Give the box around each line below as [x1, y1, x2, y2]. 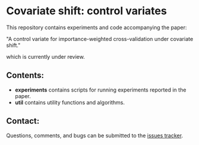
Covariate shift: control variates [6, 4, 167, 18]
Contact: [6, 116, 40, 126]
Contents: [6, 70, 44, 81]
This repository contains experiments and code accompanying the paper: [6, 24, 187, 31]
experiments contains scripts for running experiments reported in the [14, 86, 186, 93]
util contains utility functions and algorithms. [14, 99, 125, 106]
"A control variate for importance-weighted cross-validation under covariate [6, 35, 194, 42]
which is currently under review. [6, 53, 85, 60]
